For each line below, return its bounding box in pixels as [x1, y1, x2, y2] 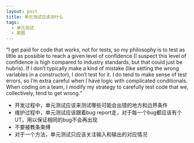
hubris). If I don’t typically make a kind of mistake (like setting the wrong [6, 65, 179, 72]
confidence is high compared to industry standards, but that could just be [6, 59, 183, 66]
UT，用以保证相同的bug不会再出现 [14, 116, 98, 123]
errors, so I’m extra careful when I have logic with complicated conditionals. [6, 77, 188, 85]
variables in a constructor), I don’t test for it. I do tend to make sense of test [6, 71, 188, 78]
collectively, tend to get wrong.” [6, 90, 83, 97]
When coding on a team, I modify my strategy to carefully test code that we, [6, 83, 189, 90]
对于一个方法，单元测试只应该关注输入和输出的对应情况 [14, 131, 147, 138]
